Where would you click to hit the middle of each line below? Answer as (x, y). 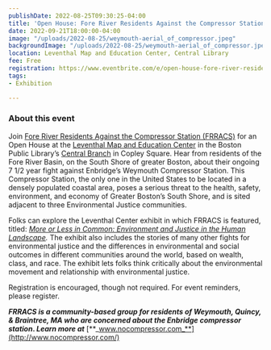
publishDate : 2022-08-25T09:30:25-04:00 (77, 16)
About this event (42, 119)
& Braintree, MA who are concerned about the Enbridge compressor (125, 320)
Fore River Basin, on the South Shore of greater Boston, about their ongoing (134, 161)
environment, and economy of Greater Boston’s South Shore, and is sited (129, 196)
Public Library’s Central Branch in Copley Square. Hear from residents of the (135, 153)
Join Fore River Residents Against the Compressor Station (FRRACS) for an (133, 136)
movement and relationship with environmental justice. (99, 272)
